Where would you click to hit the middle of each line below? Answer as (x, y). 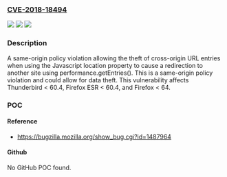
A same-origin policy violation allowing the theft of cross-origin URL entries (114, 58)
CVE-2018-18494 (37, 10)
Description (27, 43)
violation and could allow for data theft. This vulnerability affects (98, 80)
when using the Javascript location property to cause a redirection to (105, 65)
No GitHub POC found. (39, 167)
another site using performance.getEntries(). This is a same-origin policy (110, 73)
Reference (22, 121)
